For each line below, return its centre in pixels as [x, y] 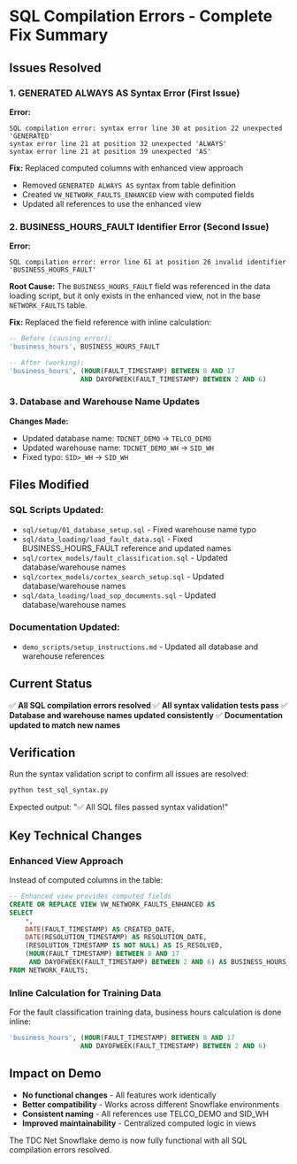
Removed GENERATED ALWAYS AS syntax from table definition [129, 185]
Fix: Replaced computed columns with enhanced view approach [126, 168]
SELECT [21, 913]
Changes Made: [39, 421]
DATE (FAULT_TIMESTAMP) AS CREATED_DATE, [100, 929]
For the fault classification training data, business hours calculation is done [145, 1012]
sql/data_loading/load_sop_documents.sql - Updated [119, 595]
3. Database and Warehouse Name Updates [105, 402]
